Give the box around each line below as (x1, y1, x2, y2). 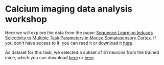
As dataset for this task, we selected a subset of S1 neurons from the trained (5, 49, 159, 55)
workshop (5, 14, 47, 25)
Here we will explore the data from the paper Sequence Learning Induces (5, 30, 153, 35)
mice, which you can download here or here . (5, 54, 95, 60)
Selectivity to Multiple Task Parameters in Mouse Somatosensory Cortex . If (5, 35, 156, 41)
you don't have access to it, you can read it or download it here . (5, 40, 134, 46)
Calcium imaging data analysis (5, 3, 133, 15)
